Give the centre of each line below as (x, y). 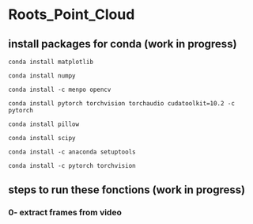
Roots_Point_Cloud (72, 15)
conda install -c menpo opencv (60, 89)
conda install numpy (42, 76)
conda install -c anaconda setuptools (72, 152)
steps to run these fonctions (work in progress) (127, 190)
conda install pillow (44, 124)
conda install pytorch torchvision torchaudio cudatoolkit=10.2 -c (122, 104)
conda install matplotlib (51, 62)
